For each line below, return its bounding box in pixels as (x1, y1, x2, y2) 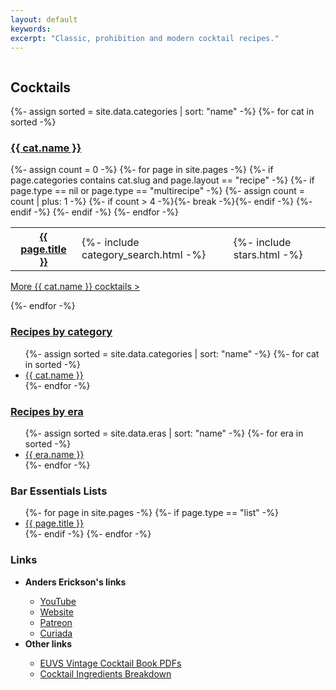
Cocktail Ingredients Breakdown (39, 667, 172, 680)
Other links (24, 637, 73, 650)
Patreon (39, 616, 73, 628)
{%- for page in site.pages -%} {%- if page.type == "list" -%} (24, 507, 279, 519)
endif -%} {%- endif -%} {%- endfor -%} (10, 206, 179, 218)
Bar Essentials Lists (10, 484, 108, 498)
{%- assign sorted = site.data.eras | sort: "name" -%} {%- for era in (24, 427, 304, 440)
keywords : (10, 24, 52, 34)
